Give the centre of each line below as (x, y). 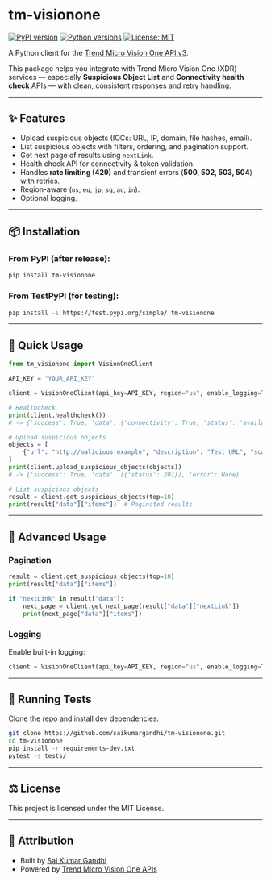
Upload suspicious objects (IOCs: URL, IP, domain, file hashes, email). (136, 138)
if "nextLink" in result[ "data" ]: (67, 598)
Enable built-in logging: (47, 651)
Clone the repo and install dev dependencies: (84, 718)
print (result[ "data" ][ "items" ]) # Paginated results (101, 504)
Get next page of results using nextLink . (87, 155)
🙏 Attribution (41, 841)
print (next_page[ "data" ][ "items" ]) (83, 614)
